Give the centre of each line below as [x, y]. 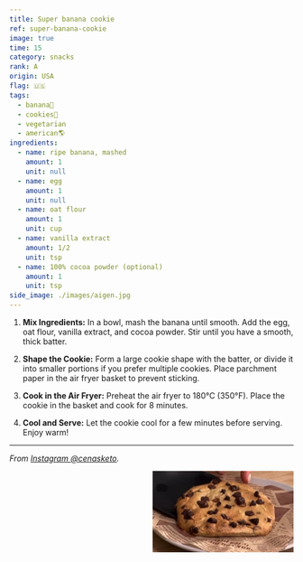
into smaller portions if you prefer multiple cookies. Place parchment [149, 369]
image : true [32, 38]
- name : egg [40, 181]
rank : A [24, 67]
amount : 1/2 [48, 248]
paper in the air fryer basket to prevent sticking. [111, 378]
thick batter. [45, 342]
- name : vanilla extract [64, 239]
